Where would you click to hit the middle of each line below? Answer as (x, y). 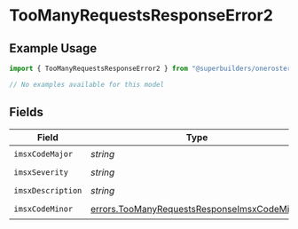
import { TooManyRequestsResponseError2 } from (99, 68)
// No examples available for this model (87, 84)
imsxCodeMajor (43, 154)
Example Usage (53, 48)
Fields (27, 112)
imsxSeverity (41, 173)
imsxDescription (48, 191)
